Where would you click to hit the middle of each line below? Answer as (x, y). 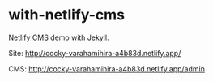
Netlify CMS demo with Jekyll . (59, 37)
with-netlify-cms (67, 15)
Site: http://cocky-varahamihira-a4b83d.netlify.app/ (95, 53)
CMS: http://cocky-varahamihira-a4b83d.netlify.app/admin (106, 69)
